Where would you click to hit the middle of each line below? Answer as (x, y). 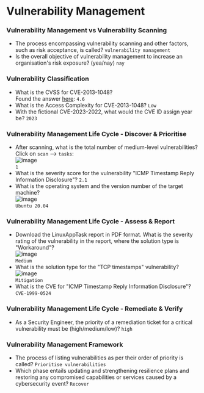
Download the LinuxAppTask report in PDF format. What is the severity (104, 235)
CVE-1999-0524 (33, 294)
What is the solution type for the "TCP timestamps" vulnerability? (97, 267)
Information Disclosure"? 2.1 (51, 180)
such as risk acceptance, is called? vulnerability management (93, 50)
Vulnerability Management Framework (65, 344)
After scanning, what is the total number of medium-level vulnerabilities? (107, 147)
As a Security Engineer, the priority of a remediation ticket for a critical (104, 322)
